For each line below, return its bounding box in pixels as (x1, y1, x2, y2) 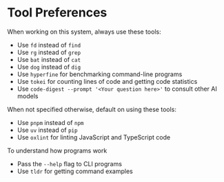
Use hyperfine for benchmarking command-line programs (17, 70, 183, 78)
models (17, 91, 39, 100)
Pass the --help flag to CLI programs (17, 159, 123, 168)
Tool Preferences (7, 5, 108, 21)
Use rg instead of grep (17, 48, 81, 56)
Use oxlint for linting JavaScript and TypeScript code (17, 133, 171, 141)
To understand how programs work (7, 146, 108, 155)
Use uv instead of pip (17, 126, 78, 134)
